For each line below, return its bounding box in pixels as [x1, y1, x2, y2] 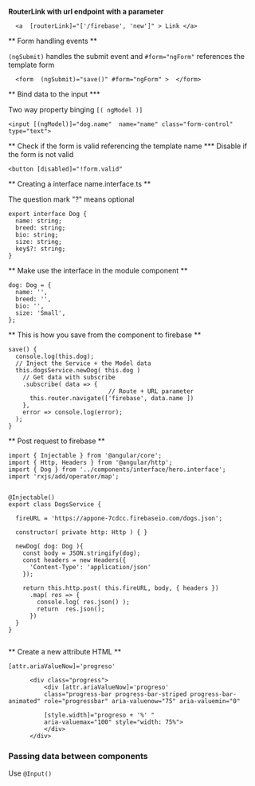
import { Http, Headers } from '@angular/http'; [8, 458, 173, 466]
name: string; [15, 217, 62, 225]
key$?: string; [15, 245, 66, 253]
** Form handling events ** [8, 36, 98, 45]
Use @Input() [8, 768, 53, 778]
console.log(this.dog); [15, 352, 94, 360]
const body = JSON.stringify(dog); [22, 549, 141, 557]
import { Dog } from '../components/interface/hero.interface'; [8, 466, 226, 474]
